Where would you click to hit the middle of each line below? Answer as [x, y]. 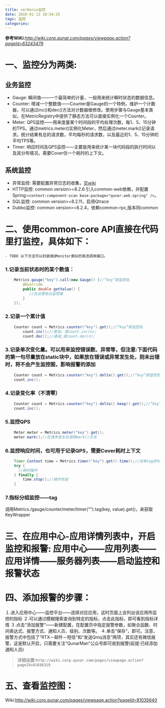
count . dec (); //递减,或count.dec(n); [59, 336]
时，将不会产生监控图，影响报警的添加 [50, 365]
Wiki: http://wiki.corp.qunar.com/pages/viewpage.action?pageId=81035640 [81, 700]
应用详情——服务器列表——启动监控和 [83, 561]
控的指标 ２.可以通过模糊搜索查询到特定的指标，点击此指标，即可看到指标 [79, 618]
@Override [33, 285]
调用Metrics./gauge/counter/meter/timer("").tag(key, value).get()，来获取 [79, 509]
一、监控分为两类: [41, 65]
